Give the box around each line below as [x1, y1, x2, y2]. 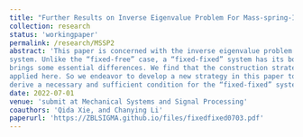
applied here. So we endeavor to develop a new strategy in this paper [9, 72, 284, 81]
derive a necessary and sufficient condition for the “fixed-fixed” [9, 80, 272, 89]
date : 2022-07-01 [9, 88, 75, 97]
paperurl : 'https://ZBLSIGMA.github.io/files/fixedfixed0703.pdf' [9, 114, 264, 123]
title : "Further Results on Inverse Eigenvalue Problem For [9, 13, 241, 23]
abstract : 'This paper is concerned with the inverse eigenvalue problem [9, 47, 293, 56]
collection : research [9, 22, 91, 31]
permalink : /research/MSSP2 [9, 38, 115, 48]
